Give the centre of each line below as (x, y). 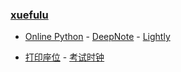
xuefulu (29, 15)
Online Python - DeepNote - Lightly (97, 37)
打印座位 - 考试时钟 (64, 57)
